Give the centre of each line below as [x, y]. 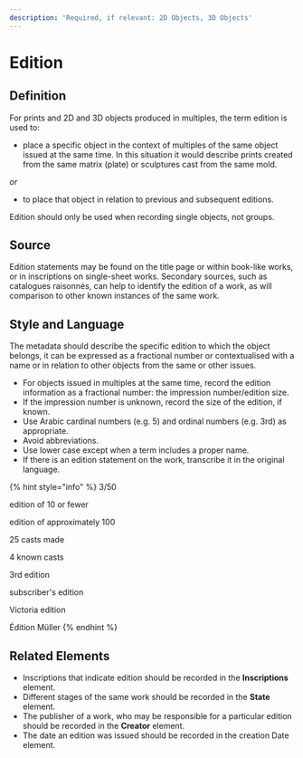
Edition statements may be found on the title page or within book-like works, [151, 267]
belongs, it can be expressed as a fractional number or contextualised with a [152, 356]
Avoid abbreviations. [61, 441]
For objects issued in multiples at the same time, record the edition [147, 383]
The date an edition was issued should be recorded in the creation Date [156, 735]
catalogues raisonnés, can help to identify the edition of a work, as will [141, 286]
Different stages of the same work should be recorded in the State [146, 697]
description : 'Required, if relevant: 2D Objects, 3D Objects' [131, 18]
